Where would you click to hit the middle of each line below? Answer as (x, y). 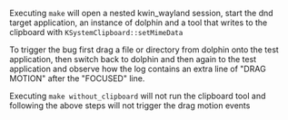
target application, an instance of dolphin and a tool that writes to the (139, 23)
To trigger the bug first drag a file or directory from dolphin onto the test (144, 50)
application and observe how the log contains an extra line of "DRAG (138, 69)
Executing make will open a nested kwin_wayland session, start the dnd (142, 13)
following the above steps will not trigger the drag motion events (130, 106)
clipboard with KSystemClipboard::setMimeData (96, 32)
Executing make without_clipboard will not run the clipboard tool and (138, 96)
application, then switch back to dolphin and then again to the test (133, 59)
